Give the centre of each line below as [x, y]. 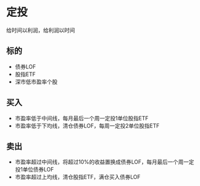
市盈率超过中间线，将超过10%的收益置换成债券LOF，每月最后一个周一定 [105, 162]
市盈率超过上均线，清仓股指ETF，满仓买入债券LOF [78, 177]
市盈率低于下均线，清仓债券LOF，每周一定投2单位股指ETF [87, 126]
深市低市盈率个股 [36, 81]
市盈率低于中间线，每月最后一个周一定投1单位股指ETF [82, 118]
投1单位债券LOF [34, 170]
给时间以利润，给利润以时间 [41, 30]
